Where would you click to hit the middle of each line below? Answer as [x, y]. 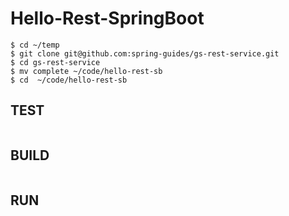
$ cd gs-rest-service [55, 62]
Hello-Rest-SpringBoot [107, 18]
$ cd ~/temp [35, 45]
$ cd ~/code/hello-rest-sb [69, 80]
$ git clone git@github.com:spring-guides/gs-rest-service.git [145, 53]
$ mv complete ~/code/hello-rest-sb [86, 71]
